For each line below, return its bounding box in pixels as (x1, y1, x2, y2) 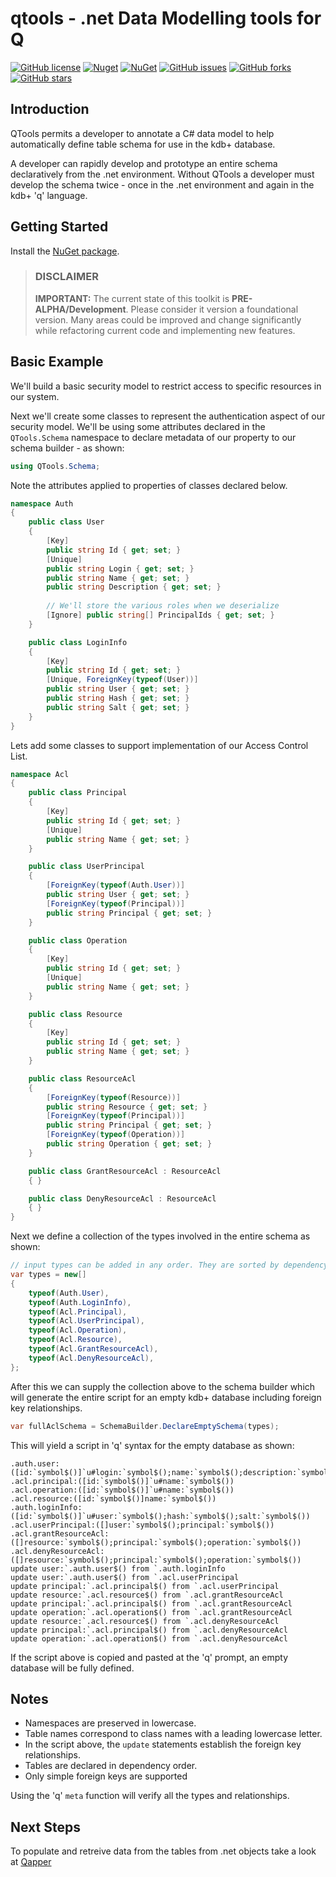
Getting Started (10, 218, 109, 236)
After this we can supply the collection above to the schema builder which (10, 1380, 316, 1392)
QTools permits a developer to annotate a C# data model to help (10, 127, 275, 139)
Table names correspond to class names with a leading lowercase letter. (24, 1728, 323, 1740)
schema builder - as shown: (10, 442, 125, 454)
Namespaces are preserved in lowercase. (24, 1717, 197, 1729)
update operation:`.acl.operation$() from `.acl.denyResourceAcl (10, 1633, 288, 1644)
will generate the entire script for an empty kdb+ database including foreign (10, 1391, 322, 1403)
